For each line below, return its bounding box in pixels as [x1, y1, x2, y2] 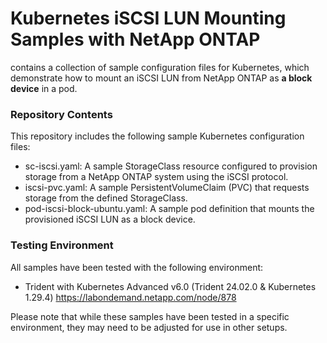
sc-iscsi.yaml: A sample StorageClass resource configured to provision [24, 160, 318, 172]
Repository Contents [10, 107, 113, 121]
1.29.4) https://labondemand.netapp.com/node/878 [24, 291, 237, 303]
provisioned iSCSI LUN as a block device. [24, 213, 196, 226]
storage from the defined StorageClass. [24, 192, 188, 204]
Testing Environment [10, 238, 114, 252]
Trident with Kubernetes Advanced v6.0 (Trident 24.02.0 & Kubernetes [24, 280, 317, 292]
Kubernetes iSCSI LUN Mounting [10, 7, 287, 30]
